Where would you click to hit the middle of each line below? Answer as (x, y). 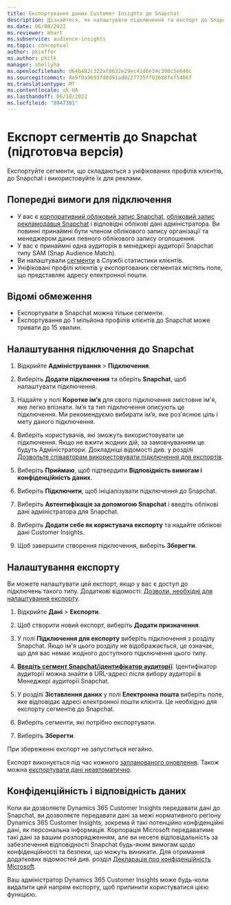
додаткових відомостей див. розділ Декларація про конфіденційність (109, 859)
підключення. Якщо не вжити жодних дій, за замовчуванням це (111, 443)
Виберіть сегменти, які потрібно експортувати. (86, 723)
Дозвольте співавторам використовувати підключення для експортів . (120, 457)
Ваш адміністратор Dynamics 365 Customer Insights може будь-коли (108, 880)
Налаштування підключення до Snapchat (101, 349)
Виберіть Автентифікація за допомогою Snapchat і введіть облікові (118, 504)
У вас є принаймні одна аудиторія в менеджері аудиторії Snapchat (115, 246)
